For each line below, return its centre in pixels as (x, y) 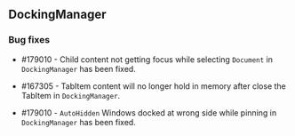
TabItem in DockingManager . (71, 95)
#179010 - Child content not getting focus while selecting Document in (147, 59)
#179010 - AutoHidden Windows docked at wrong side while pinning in (149, 112)
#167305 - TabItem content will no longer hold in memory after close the (153, 86)
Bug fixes (29, 40)
